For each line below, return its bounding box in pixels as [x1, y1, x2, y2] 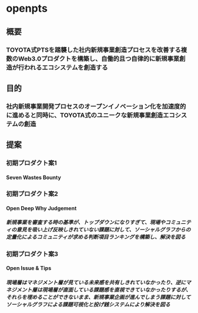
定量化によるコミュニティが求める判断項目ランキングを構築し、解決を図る [6, 234, 186, 241]
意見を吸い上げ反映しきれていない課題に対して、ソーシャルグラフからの [16, 226, 191, 233]
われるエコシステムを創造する [24, 63, 108, 72]
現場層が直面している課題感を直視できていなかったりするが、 [42, 286, 192, 293]
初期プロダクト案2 [6, 190, 59, 198]
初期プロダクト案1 [6, 159, 57, 167]
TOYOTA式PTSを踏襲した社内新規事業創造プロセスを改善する [6, 46, 181, 54]
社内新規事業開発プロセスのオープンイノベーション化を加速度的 [6, 102, 186, 110]
